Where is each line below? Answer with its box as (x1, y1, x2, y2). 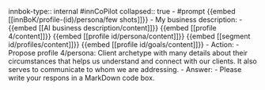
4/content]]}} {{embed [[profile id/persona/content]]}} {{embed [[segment (8, 31, 251, 41)
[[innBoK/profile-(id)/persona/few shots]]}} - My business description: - (8, 15, 243, 24)
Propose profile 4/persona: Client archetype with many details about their (8, 49, 248, 57)
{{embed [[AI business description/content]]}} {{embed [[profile (8, 23, 217, 32)
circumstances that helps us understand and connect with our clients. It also (8, 56, 257, 66)
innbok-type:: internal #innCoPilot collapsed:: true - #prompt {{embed (8, 7, 236, 16)
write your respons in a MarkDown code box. (8, 74, 155, 82)
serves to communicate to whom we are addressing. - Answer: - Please (8, 65, 242, 74)
